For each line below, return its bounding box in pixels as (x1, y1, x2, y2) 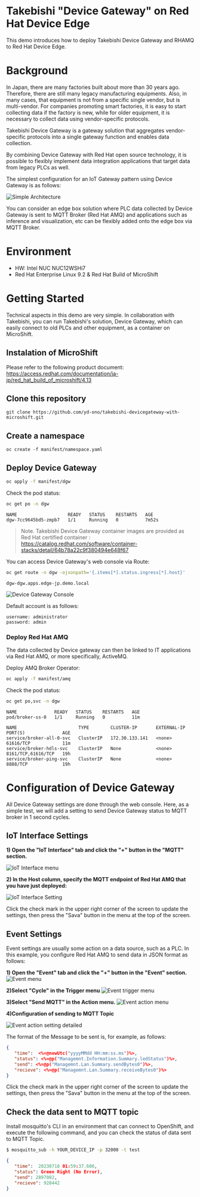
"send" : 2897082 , (14, 1174, 58, 1180)
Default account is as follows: (6, 602, 79, 609)
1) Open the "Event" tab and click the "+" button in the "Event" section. (6, 969, 187, 976)
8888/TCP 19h (6, 761, 70, 767)
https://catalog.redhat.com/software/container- (20, 540, 138, 547)
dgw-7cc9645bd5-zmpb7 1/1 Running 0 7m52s (6, 517, 159, 523)
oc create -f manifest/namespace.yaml (6, 446, 103, 453)
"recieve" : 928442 (14, 1180, 60, 1186)
